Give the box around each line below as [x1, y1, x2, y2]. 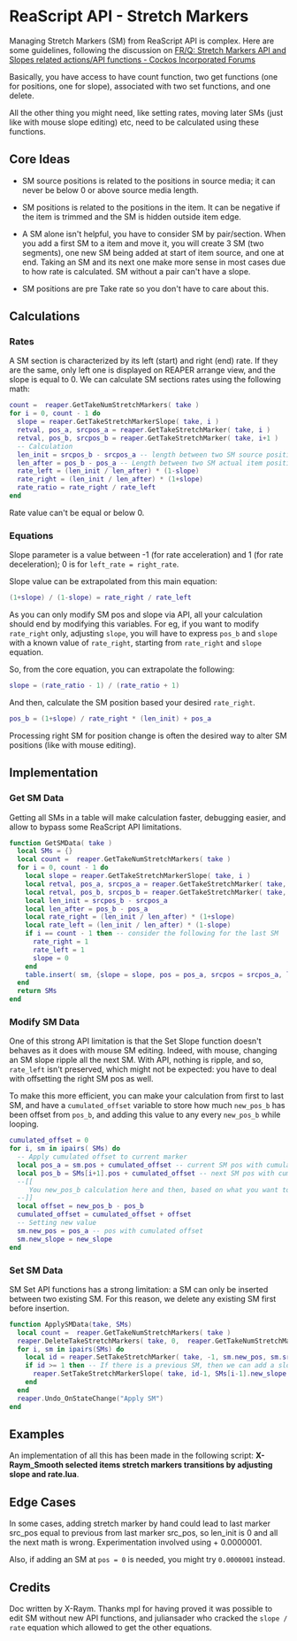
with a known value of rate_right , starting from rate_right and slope [9, 637, 263, 648]
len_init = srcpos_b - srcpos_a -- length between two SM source [17, 450, 263, 459]
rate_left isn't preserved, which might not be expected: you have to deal [9, 1064, 277, 1075]
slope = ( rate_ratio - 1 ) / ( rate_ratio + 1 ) [9, 682, 180, 690]
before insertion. [9, 1303, 70, 1314]
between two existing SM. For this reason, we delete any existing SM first [9, 1293, 277, 1304]
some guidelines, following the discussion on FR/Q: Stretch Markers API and [9, 44, 286, 55]
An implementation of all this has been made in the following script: [9, 1450, 255, 1461]
